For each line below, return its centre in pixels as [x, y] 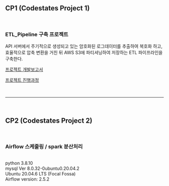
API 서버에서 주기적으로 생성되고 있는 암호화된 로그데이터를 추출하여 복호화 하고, [84, 46]
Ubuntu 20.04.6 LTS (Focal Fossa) [40, 174]
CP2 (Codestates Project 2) [49, 120]
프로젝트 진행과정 [22, 80]
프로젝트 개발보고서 [24, 69]
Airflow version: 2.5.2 [27, 179]
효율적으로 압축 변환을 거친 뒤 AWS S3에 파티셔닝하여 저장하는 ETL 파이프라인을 [84, 53]
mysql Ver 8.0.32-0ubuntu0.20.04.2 [42, 168]
